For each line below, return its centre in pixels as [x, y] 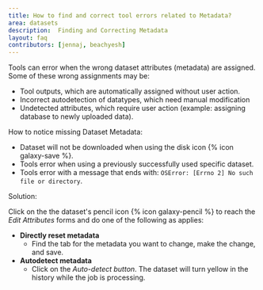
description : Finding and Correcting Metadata [88, 30]
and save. [48, 252]
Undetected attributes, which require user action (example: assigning [132, 109]
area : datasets [33, 23]
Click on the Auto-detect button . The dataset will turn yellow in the [140, 269]
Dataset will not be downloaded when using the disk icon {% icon [126, 147]
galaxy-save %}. [46, 156]
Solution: [23, 197]
